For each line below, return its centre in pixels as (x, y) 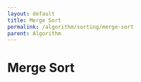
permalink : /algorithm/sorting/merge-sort (70, 27)
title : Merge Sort (34, 20)
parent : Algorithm (34, 33)
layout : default (31, 14)
